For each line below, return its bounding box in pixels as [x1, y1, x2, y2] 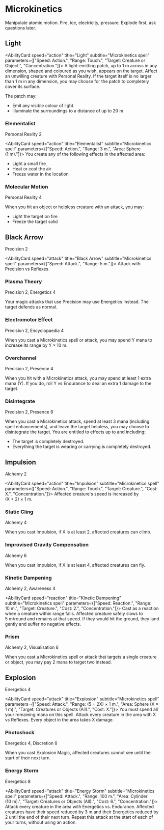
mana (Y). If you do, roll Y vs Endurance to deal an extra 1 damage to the [5, 381, 152, 387]
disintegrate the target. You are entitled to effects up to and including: [5, 429, 146, 435]
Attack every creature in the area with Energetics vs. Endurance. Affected [5, 803, 154, 809]
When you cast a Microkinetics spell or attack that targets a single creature [5, 654, 157, 660]
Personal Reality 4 [5, 194, 42, 200]
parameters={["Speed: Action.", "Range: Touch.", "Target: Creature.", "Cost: [5, 486, 158, 492]
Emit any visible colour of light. [12, 102, 75, 109]
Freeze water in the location [12, 171, 69, 177]
